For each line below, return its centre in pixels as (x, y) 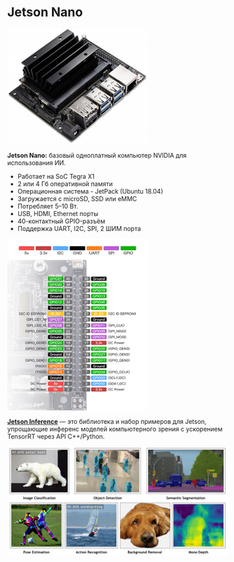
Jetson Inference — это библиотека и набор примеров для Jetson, (107, 422)
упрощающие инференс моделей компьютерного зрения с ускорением (115, 429)
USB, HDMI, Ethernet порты (58, 214)
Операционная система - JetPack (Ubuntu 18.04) (90, 192)
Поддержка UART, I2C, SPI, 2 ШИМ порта (79, 229)
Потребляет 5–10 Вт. (48, 206)
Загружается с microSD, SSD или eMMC (77, 199)
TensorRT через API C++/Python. (56, 436)
